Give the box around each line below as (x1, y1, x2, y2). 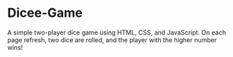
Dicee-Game (7, 5, 83, 21)
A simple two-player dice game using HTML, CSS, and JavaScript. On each (7, 28, 227, 37)
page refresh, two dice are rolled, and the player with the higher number (7, 35, 217, 44)
